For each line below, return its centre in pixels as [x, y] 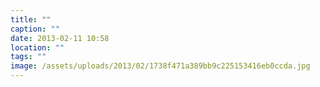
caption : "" [35, 29]
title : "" [31, 19]
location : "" [37, 47]
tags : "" [28, 57]
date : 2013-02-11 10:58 [60, 38]
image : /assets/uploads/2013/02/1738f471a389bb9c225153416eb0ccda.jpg [160, 66]
